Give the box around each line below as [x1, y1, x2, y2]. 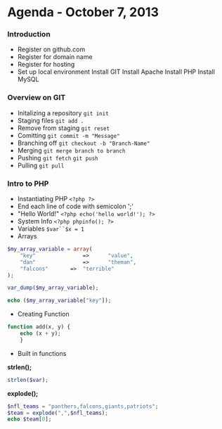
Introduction [7, 30, 51, 39]
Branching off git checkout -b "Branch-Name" [17, 139, 150, 147]
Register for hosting [17, 60, 75, 69]
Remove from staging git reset [17, 124, 110, 132]
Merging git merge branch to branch [17, 146, 126, 155]
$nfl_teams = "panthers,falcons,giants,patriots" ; [7, 402, 159, 410]
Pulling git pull [17, 161, 65, 169]
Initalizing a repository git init [17, 108, 109, 117]
